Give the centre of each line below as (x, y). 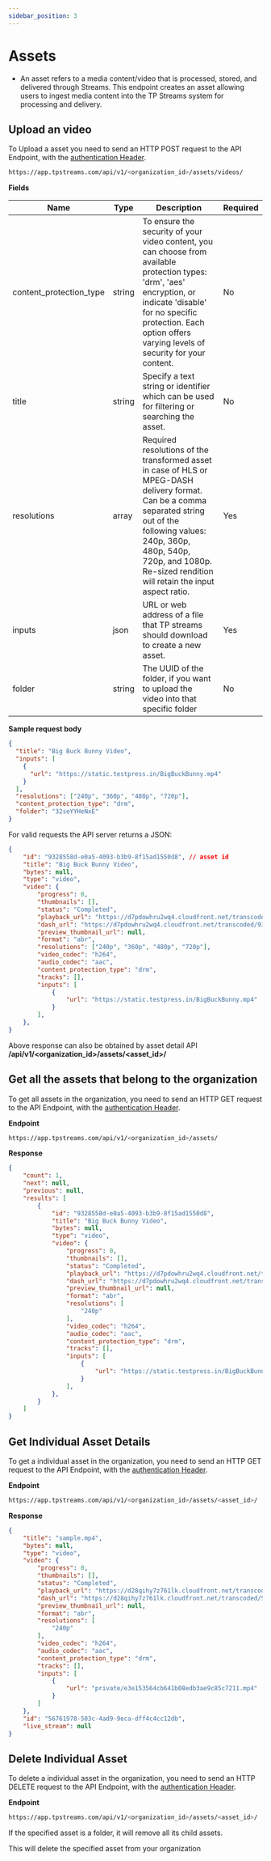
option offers (167, 333)
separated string (174, 511)
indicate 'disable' (175, 303)
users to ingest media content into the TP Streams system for (122, 95)
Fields (19, 188)
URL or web (165, 605)
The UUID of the (173, 668)
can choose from (175, 252)
